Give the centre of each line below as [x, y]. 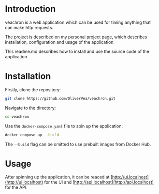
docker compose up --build [32, 135]
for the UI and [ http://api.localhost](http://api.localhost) [99, 182]
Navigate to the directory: [30, 108]
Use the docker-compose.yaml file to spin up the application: [64, 126]
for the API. [16, 187]
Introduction [30, 9]
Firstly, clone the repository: [33, 89]
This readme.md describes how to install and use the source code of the [77, 51]
